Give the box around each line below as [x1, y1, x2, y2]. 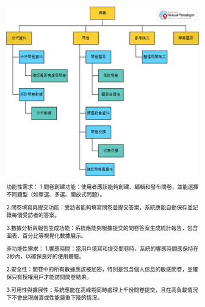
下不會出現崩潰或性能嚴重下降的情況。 [6, 294, 103, 301]
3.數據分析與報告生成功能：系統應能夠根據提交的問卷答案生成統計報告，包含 [6, 224, 198, 232]
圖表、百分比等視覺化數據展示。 [6, 232, 87, 239]
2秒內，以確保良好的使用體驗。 [6, 253, 85, 260]
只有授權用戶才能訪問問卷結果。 [11, 273, 92, 281]
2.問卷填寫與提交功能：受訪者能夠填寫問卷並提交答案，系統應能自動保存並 [6, 204, 193, 211]
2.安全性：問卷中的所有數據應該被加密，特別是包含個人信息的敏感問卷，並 [6, 265, 193, 273]
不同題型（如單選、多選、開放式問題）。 [6, 191, 106, 198]
